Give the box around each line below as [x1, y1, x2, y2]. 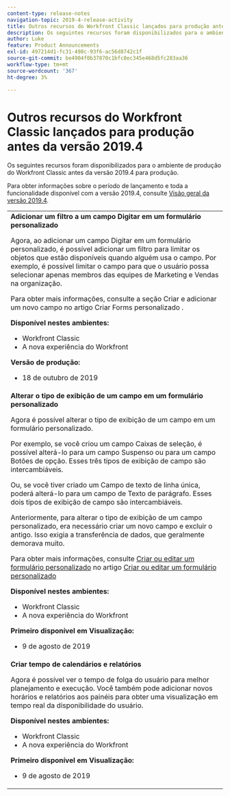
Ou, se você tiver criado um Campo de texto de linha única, [10, 480, 201, 490]
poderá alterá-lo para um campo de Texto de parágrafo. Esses [10, 489, 212, 498]
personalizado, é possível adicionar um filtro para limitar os [10, 244, 201, 254]
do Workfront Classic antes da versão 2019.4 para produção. [7, 169, 179, 177]
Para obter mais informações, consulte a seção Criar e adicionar [10, 294, 217, 304]
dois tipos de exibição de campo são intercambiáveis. [10, 497, 183, 507]
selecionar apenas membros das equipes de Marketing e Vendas [10, 270, 219, 280]
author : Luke [7, 36, 44, 43]
